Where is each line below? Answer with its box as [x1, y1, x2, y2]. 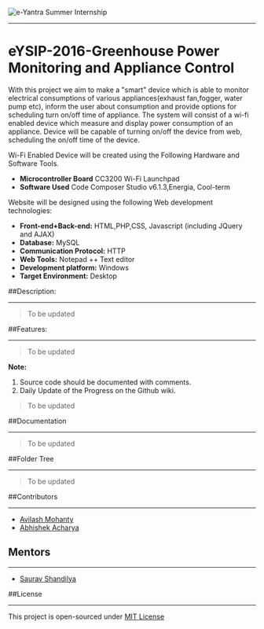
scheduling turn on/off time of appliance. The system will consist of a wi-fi [8, 110, 249, 120]
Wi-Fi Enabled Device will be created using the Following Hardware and [8, 150, 240, 160]
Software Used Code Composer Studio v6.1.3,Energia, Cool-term [19, 182, 230, 192]
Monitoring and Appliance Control [8, 59, 235, 77]
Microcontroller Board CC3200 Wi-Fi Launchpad [19, 174, 180, 183]
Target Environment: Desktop [19, 271, 118, 281]
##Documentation [8, 416, 67, 425]
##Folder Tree [8, 454, 54, 463]
